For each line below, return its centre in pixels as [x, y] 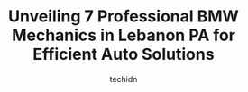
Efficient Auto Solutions [124, 54]
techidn [124, 79]
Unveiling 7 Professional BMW [124, 17]
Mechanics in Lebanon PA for [124, 35]
